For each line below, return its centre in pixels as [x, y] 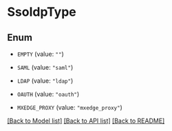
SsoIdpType [42, 12]
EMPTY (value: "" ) [40, 54]
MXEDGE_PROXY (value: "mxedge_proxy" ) [69, 107]
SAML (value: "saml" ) [45, 67]
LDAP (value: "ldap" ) [45, 81]
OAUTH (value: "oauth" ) [48, 94]
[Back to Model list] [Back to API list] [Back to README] [86, 121]
